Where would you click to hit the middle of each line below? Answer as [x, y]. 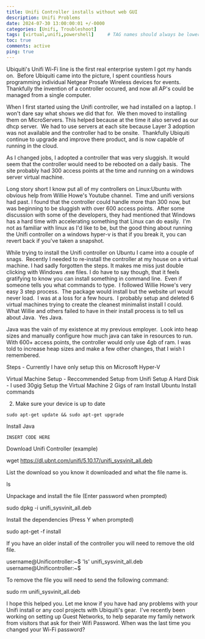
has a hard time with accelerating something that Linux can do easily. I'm [99, 221]
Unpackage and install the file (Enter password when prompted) [87, 496]
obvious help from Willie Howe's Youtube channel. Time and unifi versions [100, 195]
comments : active [28, 46]
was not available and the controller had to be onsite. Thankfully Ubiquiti [98, 132]
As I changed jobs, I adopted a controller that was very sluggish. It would [98, 157]
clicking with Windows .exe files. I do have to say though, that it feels [93, 272]
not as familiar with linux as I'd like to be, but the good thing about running [99, 228]
